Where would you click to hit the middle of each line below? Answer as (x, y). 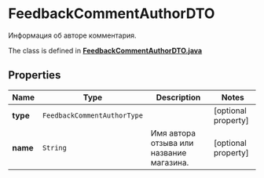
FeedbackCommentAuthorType (93, 115)
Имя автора (173, 133)
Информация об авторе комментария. (72, 35)
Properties (35, 75)
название (169, 152)
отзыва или (172, 143)
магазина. (170, 162)
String (54, 147)
